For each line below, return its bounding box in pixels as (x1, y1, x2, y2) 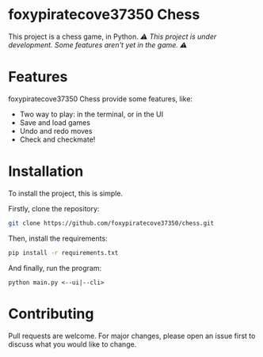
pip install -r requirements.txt (8, 249, 119, 256)
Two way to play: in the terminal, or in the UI (19, 109, 164, 119)
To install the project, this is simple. (8, 188, 124, 198)
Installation (8, 162, 84, 180)
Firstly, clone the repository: (8, 203, 100, 213)
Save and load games (19, 117, 91, 127)
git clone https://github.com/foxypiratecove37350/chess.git (8, 219, 215, 227)
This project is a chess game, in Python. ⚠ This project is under (8, 32, 217, 41)
